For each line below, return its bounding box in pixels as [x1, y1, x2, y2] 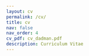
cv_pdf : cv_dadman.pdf [6, 36, 62, 41]
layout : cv [6, 8, 33, 15]
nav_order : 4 [6, 30, 39, 36]
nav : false [6, 24, 33, 31]
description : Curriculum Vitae [6, 41, 84, 47]
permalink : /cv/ [6, 14, 46, 20]
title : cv [6, 19, 31, 25]
